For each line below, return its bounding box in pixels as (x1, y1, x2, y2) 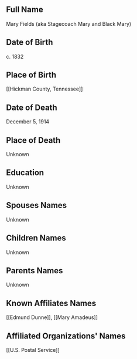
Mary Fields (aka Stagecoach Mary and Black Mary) (6, 20, 132, 27)
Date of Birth (6, 38, 53, 48)
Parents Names (6, 266, 63, 276)
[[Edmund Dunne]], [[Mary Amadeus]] (6, 314, 98, 321)
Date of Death (6, 102, 57, 112)
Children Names (6, 233, 66, 243)
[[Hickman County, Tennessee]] (6, 85, 83, 93)
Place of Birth (6, 70, 57, 80)
